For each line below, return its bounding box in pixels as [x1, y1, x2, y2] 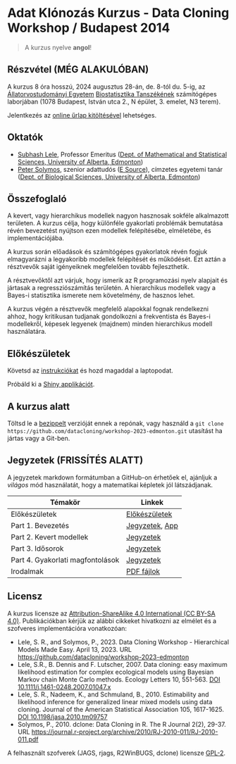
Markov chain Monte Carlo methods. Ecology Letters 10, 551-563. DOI [17, 675, 221, 684]
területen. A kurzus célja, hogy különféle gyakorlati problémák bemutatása [7, 219, 223, 227]
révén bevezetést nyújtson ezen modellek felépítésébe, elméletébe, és [7, 227, 211, 235]
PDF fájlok [126, 566, 161, 576]
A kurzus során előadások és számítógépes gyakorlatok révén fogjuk [7, 248, 208, 256]
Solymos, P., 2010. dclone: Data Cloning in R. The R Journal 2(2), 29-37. [17, 720, 227, 728]
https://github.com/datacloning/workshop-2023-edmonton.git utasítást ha [7, 427, 223, 434]
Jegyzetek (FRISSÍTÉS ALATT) [7, 454, 144, 466]
